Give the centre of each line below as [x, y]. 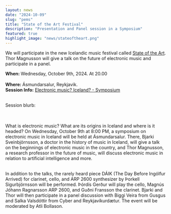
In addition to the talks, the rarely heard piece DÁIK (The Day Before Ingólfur [86, 173]
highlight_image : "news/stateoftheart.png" [52, 39]
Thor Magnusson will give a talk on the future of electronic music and [78, 58]
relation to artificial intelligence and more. [49, 158]
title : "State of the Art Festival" [44, 24]
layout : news [19, 10]
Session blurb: [20, 105]
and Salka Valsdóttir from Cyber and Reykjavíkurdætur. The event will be [81, 200]
